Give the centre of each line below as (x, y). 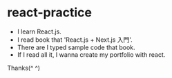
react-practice (49, 13)
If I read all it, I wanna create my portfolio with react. (91, 54)
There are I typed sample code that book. (76, 47)
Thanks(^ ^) (23, 68)
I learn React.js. (39, 31)
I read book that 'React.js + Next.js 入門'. (75, 40)
